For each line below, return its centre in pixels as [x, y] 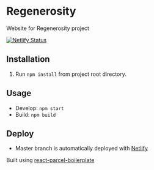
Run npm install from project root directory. [71, 74]
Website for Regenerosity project [48, 28]
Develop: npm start [39, 108]
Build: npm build [35, 114]
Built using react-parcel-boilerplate [50, 160]
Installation [28, 59]
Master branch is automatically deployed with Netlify [81, 149]
